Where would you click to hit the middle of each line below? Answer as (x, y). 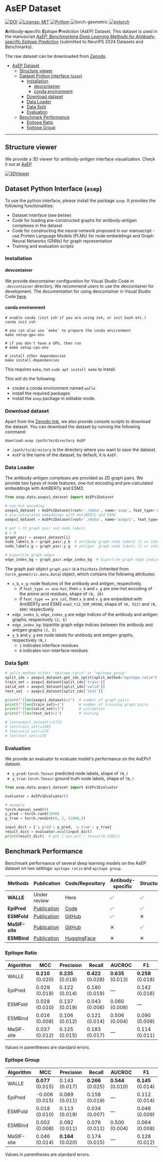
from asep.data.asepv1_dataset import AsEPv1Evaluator (62, 787)
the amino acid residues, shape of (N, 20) (61, 594)
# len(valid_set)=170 (27, 731)
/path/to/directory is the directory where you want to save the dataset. (84, 450)
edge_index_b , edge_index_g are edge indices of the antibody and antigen (85, 614)
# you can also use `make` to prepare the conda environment (68, 331)
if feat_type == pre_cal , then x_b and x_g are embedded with (81, 599)
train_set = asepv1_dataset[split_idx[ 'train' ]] (55, 682)
